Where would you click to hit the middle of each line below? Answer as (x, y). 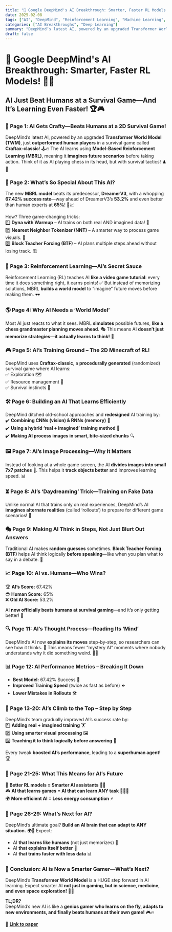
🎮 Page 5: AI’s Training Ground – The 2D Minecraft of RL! (78, 350)
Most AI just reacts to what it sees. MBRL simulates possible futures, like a (84, 323)
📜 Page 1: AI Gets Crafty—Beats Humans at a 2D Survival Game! (86, 126)
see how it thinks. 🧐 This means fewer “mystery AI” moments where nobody (85, 647)
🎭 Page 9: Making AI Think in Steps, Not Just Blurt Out (75, 529)
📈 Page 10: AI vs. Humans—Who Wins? (56, 573)
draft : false (19, 34)
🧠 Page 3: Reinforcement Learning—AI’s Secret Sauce (74, 266)
